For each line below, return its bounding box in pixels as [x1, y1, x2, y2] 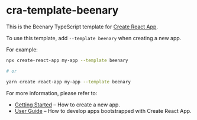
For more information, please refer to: [6, 89, 98, 96]
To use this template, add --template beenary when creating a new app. [6, 34, 182, 41]
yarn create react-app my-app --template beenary [6, 79, 131, 85]
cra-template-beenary [6, 4, 119, 17]
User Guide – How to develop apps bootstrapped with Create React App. [14, 107, 192, 114]
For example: [6, 46, 38, 53]
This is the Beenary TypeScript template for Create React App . [6, 23, 159, 30]
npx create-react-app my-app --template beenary [6, 57, 128, 63]
